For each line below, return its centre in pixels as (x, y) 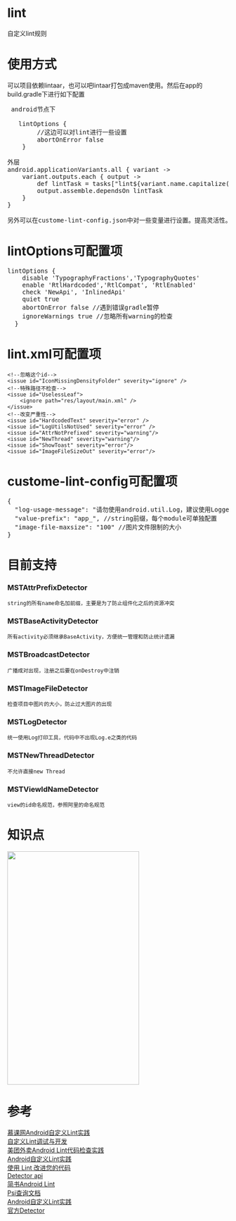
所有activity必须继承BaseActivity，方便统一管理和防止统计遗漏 (91, 637)
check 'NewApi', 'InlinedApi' (74, 292)
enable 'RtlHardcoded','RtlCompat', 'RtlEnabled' (109, 285)
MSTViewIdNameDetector (53, 789)
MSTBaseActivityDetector (53, 621)
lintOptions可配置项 (65, 251)
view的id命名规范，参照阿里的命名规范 (56, 805)
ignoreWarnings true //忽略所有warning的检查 (98, 316)
